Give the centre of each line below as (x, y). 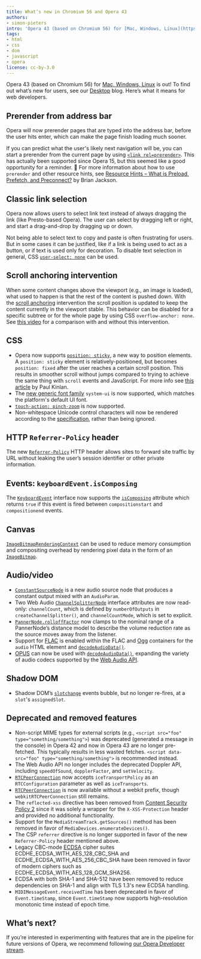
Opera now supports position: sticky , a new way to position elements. (103, 355)
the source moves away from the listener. (66, 634)
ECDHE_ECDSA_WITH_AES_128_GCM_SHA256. (73, 872)
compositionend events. (35, 511)
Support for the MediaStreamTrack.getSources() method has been (95, 821)
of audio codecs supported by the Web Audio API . (77, 660)
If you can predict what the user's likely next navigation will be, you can (94, 148)
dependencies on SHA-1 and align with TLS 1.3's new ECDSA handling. (102, 885)
